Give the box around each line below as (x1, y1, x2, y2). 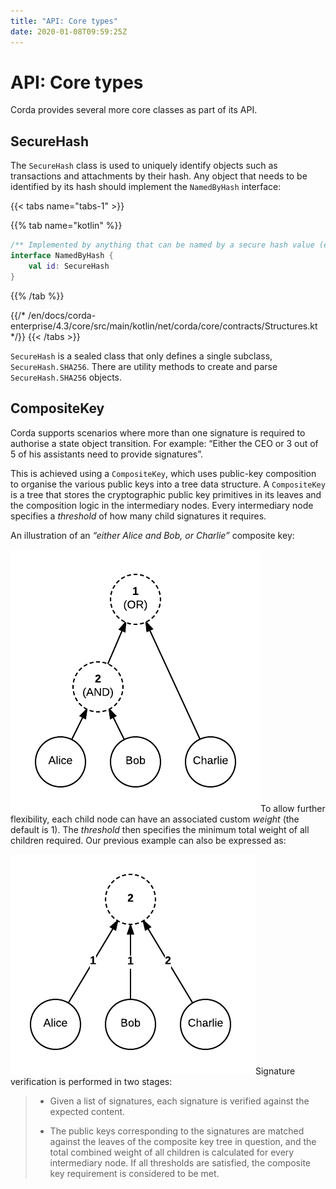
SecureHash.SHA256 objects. (10, 371, 123, 383)
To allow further (260, 802, 326, 814)
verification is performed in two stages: (10, 1075, 173, 1087)
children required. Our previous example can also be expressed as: (10, 834, 287, 846)
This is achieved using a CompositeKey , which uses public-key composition (10, 467, 317, 479)
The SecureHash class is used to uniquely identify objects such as (10, 160, 278, 172)
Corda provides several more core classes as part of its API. (10, 104, 258, 116)
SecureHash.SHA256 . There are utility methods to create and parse (10, 360, 278, 372)
